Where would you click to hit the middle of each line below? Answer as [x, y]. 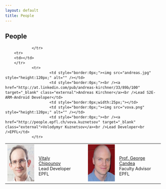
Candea [127, 163]
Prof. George [132, 158]
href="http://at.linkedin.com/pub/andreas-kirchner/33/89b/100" [73, 88]
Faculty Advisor [135, 169]
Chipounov [50, 163]
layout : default [22, 10]
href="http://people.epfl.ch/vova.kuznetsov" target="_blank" [70, 122]
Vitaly [44, 158]
